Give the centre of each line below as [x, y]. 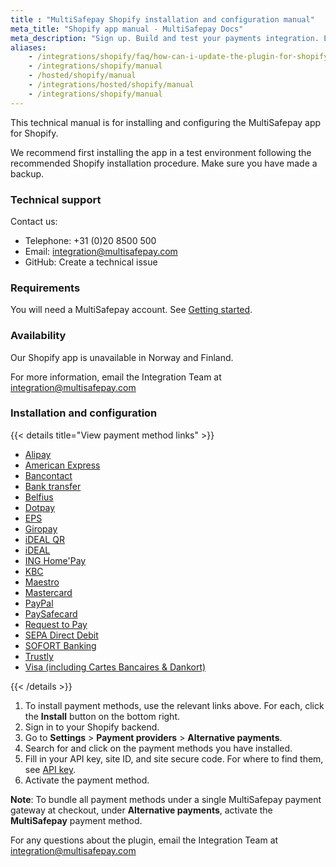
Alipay [38, 454]
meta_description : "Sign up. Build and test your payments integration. [165, 38]
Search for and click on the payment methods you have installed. [158, 748]
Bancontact [48, 475]
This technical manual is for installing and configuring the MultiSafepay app [166, 122]
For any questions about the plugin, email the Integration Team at [144, 840]
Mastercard [48, 592]
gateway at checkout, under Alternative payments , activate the [141, 810]
